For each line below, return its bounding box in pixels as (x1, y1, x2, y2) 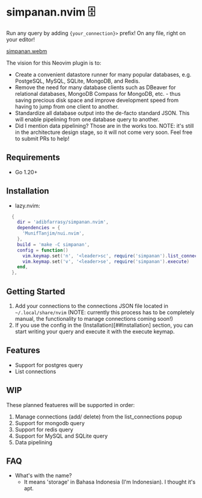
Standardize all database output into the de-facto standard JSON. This (14, 109, 190, 116)
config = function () (17, 247, 69, 253)
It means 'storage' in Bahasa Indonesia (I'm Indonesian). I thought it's (23, 478, 196, 486)
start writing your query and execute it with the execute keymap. (14, 328, 175, 335)
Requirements (6, 153, 60, 163)
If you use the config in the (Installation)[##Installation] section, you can (14, 321, 194, 329)
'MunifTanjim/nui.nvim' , (22, 230, 85, 236)
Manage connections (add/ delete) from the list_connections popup (14, 413, 182, 420)
